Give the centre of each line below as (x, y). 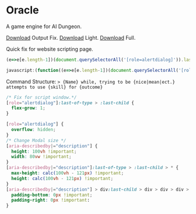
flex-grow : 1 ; (28, 108)
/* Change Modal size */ (36, 140)
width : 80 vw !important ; (41, 157)
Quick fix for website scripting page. (50, 49)
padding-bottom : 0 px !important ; (52, 195)
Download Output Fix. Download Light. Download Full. (71, 37)
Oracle (22, 10)
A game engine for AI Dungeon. (44, 26)
